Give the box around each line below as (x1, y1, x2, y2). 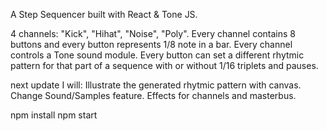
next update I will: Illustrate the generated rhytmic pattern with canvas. (10, 79, 302, 91)
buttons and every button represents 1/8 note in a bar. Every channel (10, 39, 293, 50)
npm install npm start (10, 109, 98, 121)
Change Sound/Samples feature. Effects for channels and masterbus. (10, 90, 297, 101)
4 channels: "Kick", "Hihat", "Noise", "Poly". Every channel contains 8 (10, 28, 296, 39)
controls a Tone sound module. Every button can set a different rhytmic (10, 49, 305, 61)
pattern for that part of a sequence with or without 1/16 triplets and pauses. (10, 60, 319, 71)
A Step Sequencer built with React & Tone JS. (10, 9, 198, 20)
